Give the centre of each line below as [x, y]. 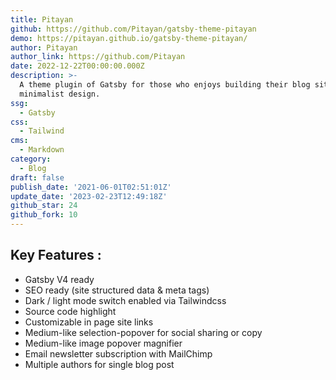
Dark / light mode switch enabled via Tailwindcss [125, 300]
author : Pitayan [44, 47]
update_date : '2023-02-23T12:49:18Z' [89, 196]
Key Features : [56, 255]
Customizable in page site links [89, 322]
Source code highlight [70, 311]
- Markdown [42, 150]
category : [31, 159]
